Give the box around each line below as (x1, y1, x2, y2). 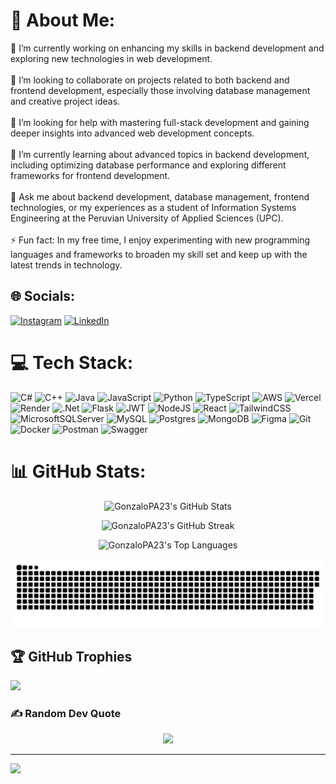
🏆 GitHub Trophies (10, 648, 133, 665)
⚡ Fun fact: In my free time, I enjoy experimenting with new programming (10, 234, 311, 246)
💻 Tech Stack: (10, 351, 134, 374)
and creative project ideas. (10, 95, 121, 107)
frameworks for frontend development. (10, 169, 171, 181)
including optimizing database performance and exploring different (10, 159, 287, 171)
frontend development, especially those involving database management (10, 84, 311, 96)
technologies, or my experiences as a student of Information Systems (10, 201, 297, 213)
